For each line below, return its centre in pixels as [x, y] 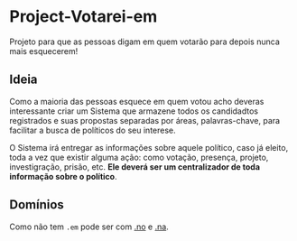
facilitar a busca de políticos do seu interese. [93, 130]
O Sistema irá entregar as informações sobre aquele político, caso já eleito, [149, 147]
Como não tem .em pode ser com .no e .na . [89, 227]
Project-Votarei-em [84, 17]
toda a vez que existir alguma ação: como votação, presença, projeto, [139, 157]
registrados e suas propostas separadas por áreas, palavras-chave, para [145, 120]
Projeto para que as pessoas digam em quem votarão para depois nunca [144, 42]
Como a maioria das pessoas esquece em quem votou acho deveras [137, 101]
